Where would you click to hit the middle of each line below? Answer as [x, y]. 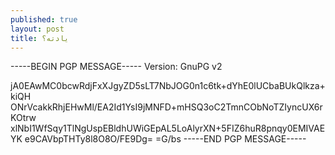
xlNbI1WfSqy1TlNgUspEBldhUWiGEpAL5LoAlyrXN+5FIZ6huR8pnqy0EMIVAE [168, 128]
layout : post [37, 29]
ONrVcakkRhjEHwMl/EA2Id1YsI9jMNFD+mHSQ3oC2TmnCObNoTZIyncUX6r [166, 107]
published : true [44, 19]
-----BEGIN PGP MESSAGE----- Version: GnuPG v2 [116, 67]
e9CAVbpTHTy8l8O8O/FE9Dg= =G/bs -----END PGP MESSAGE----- [165, 139]
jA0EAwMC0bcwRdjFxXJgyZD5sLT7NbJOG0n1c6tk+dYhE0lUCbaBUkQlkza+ [168, 86]
